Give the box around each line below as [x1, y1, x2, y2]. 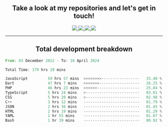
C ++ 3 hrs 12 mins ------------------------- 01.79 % [5, 99, 162, 104]
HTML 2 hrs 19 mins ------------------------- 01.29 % [5, 108, 162, 114]
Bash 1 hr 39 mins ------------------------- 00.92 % [5, 118, 162, 123]
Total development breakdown [35, 45, 132, 53]
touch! [73, 12, 94, 20]
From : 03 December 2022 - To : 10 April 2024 [5, 58, 99, 63]
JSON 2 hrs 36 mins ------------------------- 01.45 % [5, 104, 162, 109]
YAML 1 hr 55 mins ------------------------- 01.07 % [5, 113, 162, 118]
